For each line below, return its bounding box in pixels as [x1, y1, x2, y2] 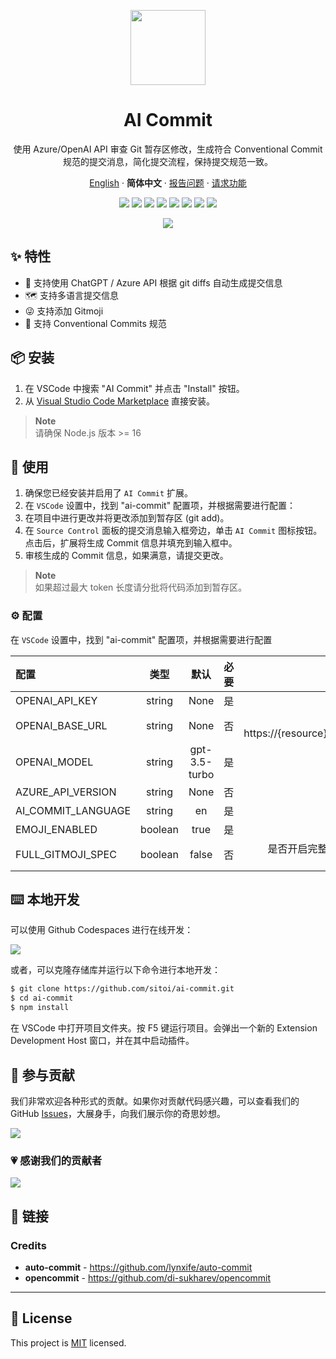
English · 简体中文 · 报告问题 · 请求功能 [89, 176, 247, 189]
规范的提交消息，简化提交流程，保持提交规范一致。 [63, 155, 273, 167]
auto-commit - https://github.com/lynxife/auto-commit [24, 1261, 253, 1273]
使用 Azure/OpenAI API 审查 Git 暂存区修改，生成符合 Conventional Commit [13, 143, 323, 155]
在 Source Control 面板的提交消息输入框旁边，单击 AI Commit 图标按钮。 [24, 525, 323, 537]
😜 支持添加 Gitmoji [24, 305, 104, 317]
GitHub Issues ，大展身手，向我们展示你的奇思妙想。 [10, 1107, 226, 1119]
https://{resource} [243, 726, 328, 740]
